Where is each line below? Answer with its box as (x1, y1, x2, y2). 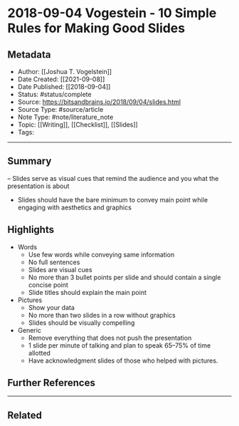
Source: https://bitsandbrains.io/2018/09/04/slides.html (17, 98, 181, 106)
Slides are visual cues (28, 265, 92, 274)
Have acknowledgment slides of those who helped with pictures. (28, 356, 218, 365)
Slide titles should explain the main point (28, 288, 147, 296)
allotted (28, 348, 51, 357)
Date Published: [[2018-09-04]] (17, 83, 111, 90)
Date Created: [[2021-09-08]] (17, 75, 105, 83)
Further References (7, 377, 96, 389)
